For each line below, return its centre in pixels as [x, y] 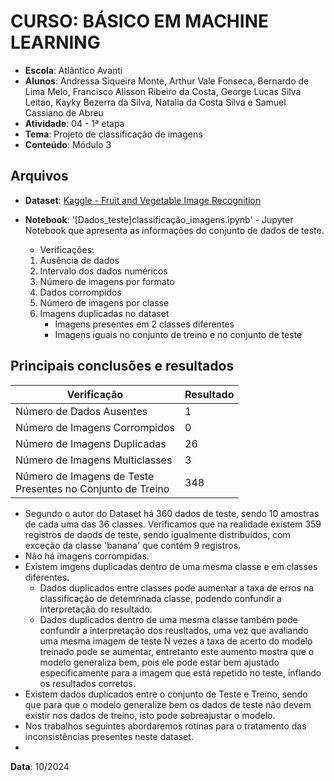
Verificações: [67, 249]
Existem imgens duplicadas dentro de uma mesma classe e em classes [171, 566]
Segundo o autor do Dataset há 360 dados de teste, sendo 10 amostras [172, 513]
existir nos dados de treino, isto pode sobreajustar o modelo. [150, 715]
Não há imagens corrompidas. [87, 556]
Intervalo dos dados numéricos [103, 271]
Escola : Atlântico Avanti [73, 70]
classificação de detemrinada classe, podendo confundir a [160, 598]
